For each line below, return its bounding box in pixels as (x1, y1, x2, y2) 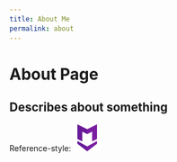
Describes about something (9, 100, 168, 115)
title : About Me (9, 14, 70, 23)
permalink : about (9, 23, 75, 33)
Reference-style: (9, 142, 72, 153)
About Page (9, 64, 99, 85)
